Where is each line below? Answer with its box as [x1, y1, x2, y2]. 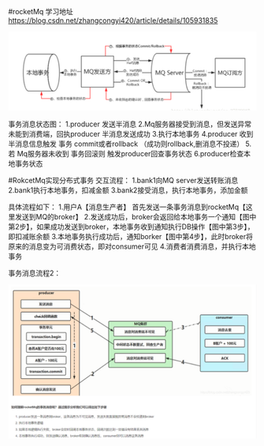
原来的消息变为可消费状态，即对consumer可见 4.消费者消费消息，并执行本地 [8, 242, 256, 251]
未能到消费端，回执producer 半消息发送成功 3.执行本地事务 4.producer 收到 [8, 129, 254, 138]
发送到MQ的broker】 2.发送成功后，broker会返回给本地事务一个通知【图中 [14, 212, 257, 221]
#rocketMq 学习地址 [8, 7, 73, 16]
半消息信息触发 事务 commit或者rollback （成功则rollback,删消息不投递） [8, 139, 244, 148]
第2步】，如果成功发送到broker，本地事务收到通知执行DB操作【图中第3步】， [8, 222, 255, 231]
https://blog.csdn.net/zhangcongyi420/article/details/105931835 [8, 16, 218, 25]
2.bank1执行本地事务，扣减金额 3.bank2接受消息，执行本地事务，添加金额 [8, 185, 248, 195]
